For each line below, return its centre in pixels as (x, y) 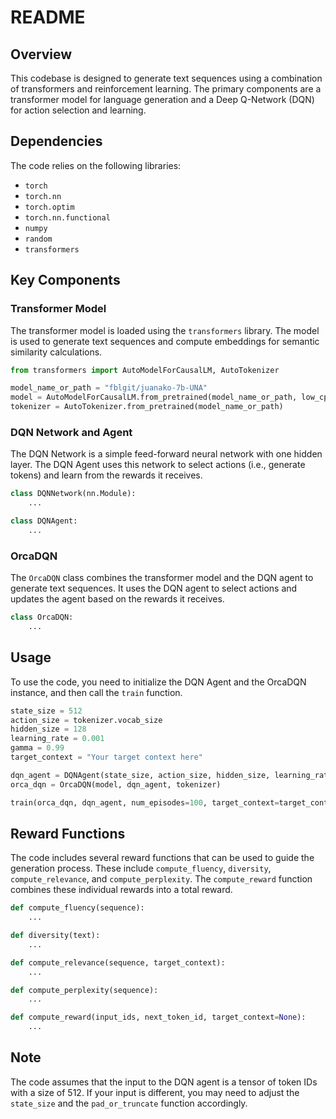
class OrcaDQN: (42, 617)
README (48, 17)
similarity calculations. (56, 352)
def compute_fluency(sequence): (77, 908)
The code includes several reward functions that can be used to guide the (162, 858)
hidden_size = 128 (48, 729)
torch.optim (49, 207)
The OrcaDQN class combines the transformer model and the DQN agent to (162, 578)
